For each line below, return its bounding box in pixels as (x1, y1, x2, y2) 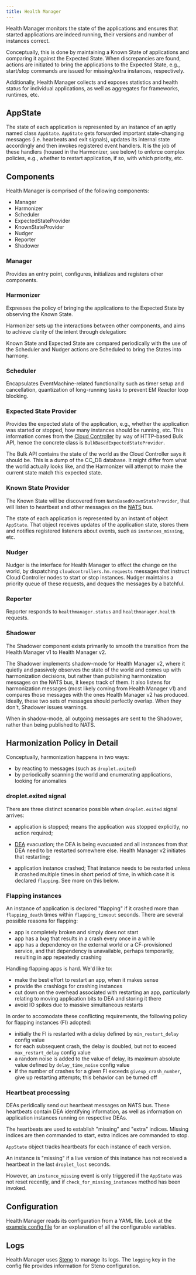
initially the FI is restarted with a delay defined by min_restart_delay (14, 1030, 179, 1037)
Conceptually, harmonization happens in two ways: (6, 754, 129, 761)
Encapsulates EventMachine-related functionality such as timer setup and (6, 380, 184, 387)
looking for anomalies (14, 778, 67, 785)
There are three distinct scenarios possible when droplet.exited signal (6, 805, 178, 812)
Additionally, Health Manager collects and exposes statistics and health (6, 79, 178, 86)
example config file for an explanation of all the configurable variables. (6, 1223, 177, 1230)
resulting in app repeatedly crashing (14, 954, 102, 961)
